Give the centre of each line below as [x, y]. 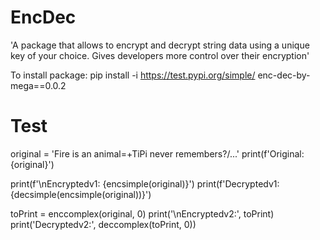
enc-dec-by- [284, 75]
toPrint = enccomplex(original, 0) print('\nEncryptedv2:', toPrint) [142, 213]
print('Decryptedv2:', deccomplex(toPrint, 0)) [103, 224]
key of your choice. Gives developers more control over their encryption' [160, 55]
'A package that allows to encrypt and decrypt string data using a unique [160, 45]
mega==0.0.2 [38, 85]
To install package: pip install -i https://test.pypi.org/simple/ [133, 75]
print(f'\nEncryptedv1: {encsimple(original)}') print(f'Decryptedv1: [145, 183]
